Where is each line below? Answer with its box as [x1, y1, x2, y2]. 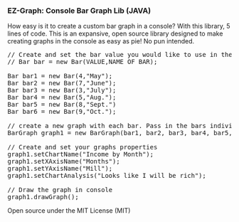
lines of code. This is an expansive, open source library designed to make [7, 29, 223, 38]
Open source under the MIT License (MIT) [7, 206, 131, 215]
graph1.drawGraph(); [7, 193, 80, 201]
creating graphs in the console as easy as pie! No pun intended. [7, 37, 194, 46]
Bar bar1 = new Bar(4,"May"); [7, 72, 113, 80]
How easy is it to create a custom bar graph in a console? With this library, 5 [7, 22, 230, 31]
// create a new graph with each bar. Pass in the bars [7, 122, 206, 130]
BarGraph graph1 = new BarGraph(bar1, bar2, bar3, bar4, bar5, [7, 129, 233, 137]
